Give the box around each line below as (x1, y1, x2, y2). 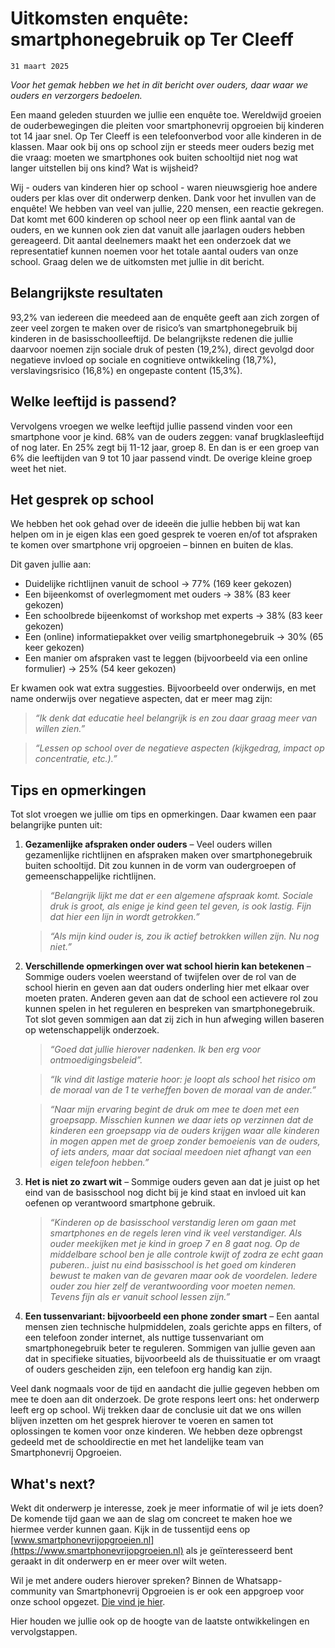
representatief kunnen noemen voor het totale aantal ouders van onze (10, 245, 299, 257)
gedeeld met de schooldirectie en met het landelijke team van (10, 1436, 265, 1448)
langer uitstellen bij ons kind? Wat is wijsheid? (10, 162, 199, 174)
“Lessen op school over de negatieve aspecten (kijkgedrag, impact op (34, 742, 325, 754)
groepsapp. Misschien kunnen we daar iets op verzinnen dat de (49, 1114, 314, 1126)
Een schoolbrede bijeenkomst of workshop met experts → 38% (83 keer (24, 610, 323, 622)
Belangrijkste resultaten (10, 285, 164, 302)
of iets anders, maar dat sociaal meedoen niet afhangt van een (49, 1146, 312, 1158)
